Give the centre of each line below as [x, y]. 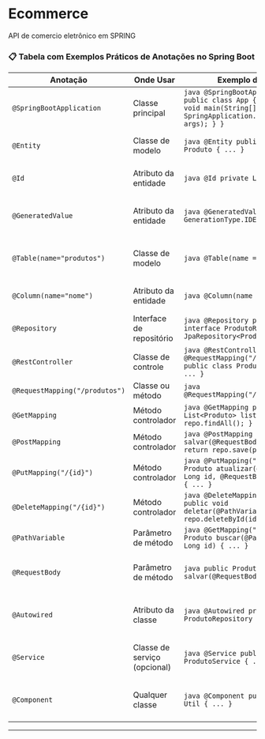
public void [206, 503]
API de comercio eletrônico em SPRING [72, 36]
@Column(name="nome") [52, 296]
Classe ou [151, 386]
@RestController [43, 362]
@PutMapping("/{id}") [52, 473]
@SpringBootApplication [57, 108]
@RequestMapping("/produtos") [69, 391]
